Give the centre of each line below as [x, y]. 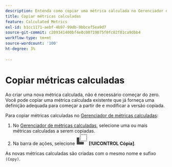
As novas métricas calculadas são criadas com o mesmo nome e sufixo [81, 153]
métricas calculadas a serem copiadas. [54, 131]
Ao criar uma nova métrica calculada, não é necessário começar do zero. [83, 95]
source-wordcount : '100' [32, 44]
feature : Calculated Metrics [36, 22]
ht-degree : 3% [20, 49]
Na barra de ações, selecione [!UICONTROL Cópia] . [74, 143]
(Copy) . [13, 159]
